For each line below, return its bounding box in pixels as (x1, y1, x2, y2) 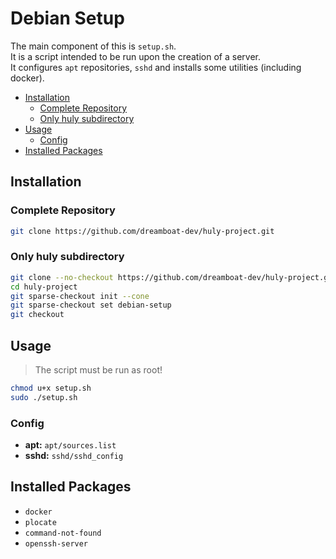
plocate (24, 517, 57, 527)
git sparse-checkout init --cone (10, 291, 150, 301)
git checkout (10, 310, 65, 320)
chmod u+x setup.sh (10, 383, 92, 393)
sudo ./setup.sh (10, 392, 78, 402)
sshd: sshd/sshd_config (24, 450, 124, 462)
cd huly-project (10, 282, 78, 292)
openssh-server (24, 538, 89, 549)
